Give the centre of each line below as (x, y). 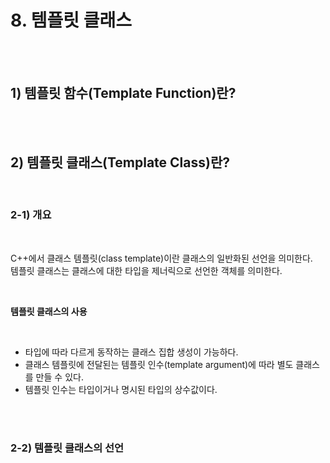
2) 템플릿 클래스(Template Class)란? (120, 162)
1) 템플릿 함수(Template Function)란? (123, 93)
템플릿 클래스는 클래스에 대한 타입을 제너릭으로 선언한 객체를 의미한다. (146, 270)
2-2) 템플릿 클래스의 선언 (67, 448)
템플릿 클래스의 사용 (49, 311)
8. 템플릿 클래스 (71, 20)
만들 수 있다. (59, 377)
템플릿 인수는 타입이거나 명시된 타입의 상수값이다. (121, 389)
